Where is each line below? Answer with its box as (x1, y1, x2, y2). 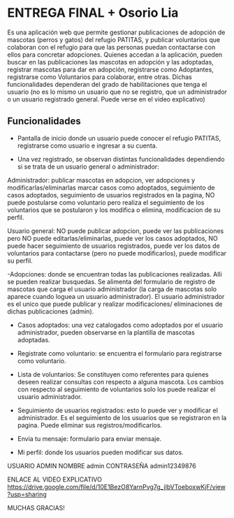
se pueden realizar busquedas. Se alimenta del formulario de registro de (7, 277, 215, 286)
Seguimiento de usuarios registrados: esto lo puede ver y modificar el (17, 406, 219, 414)
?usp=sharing (7, 490, 47, 498)
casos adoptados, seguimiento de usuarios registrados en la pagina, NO (7, 190, 215, 199)
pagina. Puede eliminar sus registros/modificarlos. (17, 421, 163, 429)
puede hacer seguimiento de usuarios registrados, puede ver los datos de (7, 241, 220, 250)
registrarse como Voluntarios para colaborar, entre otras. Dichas (7, 72, 192, 81)
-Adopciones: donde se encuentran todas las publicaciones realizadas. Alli (7, 269, 222, 278)
